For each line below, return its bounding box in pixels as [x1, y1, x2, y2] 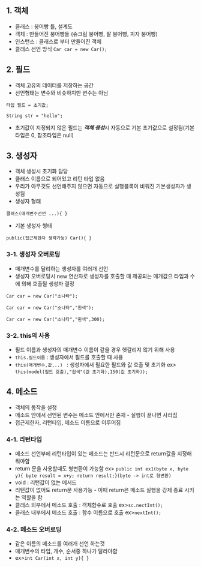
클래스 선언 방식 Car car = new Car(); [14, 45, 107, 52]
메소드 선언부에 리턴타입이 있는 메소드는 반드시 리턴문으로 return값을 [14, 450, 176, 457]
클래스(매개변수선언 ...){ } [6, 211, 68, 217]
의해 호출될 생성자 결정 [21, 280, 75, 287]
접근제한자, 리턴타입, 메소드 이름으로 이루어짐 [14, 419, 121, 426]
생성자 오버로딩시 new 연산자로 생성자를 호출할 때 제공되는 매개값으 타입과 [14, 272, 189, 280]
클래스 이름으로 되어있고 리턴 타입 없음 [14, 175, 105, 182]
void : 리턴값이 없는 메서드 [14, 479, 77, 486]
